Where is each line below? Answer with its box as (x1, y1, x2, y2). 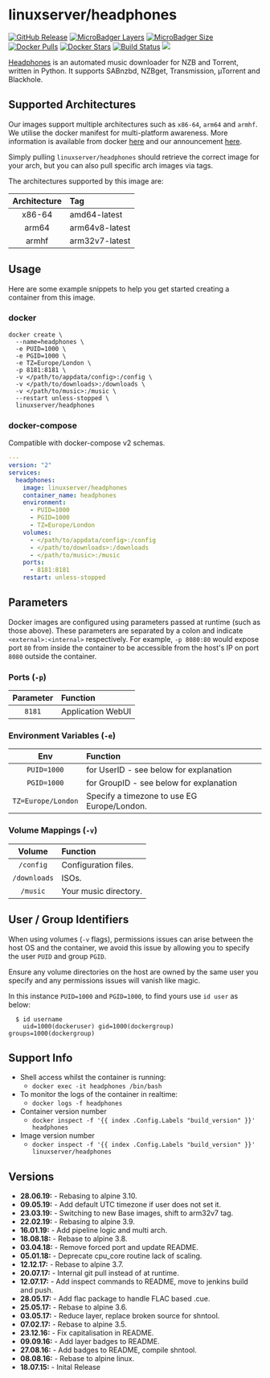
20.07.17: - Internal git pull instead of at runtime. (19, 1268, 179, 1278)
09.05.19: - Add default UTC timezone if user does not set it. (19, 1200, 222, 1210)
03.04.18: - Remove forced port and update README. (19, 1243, 198, 1252)
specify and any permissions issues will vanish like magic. (8, 975, 201, 985)
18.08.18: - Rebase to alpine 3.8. (19, 1234, 128, 1244)
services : (8, 469, 42, 477)
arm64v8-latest (69, 221, 131, 233)
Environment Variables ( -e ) (8, 730, 117, 742)
